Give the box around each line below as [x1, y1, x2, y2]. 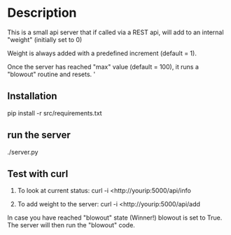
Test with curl [7, 168, 69, 180]
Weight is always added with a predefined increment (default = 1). [7, 49, 197, 57]
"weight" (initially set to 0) [7, 35, 83, 43]
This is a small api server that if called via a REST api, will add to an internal [7, 28, 224, 36]
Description [7, 5, 77, 21]
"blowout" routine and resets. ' [7, 70, 96, 78]
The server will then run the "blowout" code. [7, 221, 135, 229]
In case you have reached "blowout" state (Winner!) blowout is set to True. [7, 213, 223, 222]
